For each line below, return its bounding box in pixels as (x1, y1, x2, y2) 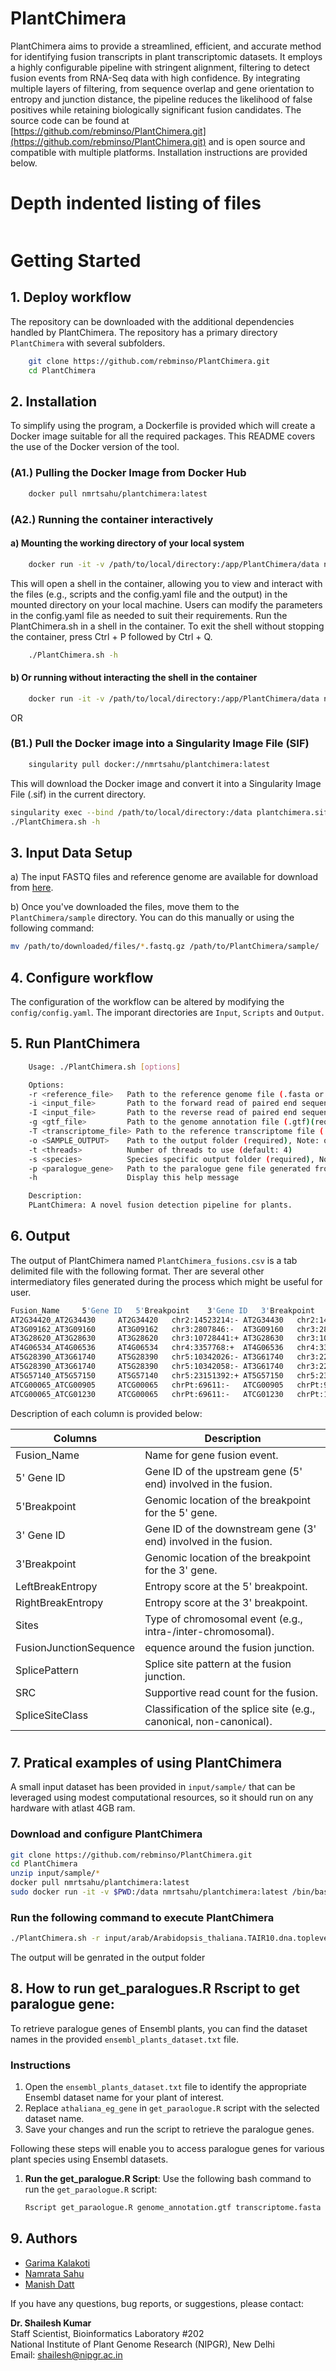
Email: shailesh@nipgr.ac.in (10, 2348, 123, 2361)
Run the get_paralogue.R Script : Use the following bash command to (24, 2173, 312, 2185)
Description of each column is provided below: (10, 1407, 203, 1419)
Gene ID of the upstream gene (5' (144, 1464, 303, 1478)
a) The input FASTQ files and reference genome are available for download (10, 871, 318, 883)
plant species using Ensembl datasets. (10, 2153, 169, 2166)
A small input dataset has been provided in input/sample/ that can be (10, 1781, 296, 1793)
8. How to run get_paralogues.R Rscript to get (10, 1980, 300, 1997)
